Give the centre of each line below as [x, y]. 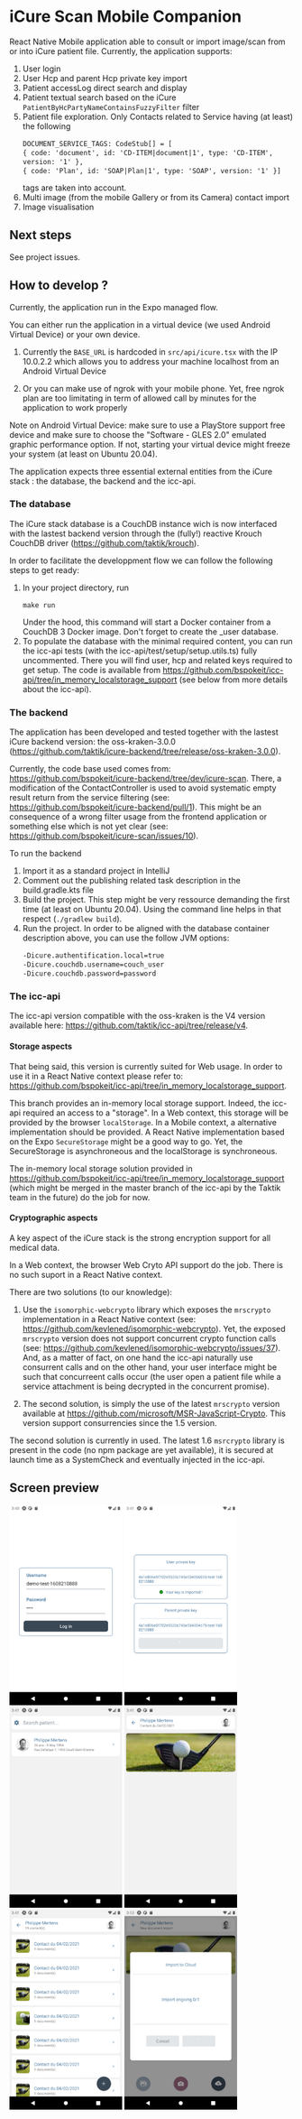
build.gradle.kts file [58, 890]
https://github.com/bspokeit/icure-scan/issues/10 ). [104, 836]
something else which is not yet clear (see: [89, 827]
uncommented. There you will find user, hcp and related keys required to [157, 660]
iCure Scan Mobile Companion [125, 17]
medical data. [35, 1247]
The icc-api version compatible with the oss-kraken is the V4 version [137, 1016]
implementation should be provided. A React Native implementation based [147, 1132]
